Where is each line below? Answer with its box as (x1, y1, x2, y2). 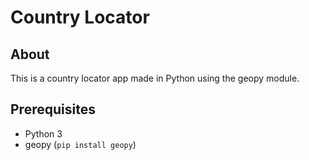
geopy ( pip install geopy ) (24, 138, 137, 150)
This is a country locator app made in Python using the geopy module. (10, 72, 300, 84)
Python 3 (24, 127, 63, 140)
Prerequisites (10, 101, 96, 118)
